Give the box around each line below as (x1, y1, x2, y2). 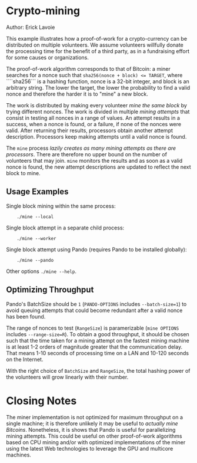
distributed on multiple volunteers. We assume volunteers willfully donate (6, 41, 184, 48)
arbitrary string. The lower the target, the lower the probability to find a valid (6, 84, 191, 91)
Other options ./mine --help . (6, 267, 76, 275)
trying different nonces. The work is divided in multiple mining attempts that (6, 108, 190, 115)
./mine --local (16, 214, 54, 219)
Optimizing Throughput (6, 285, 94, 295)
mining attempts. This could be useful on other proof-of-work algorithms (6, 432, 182, 439)
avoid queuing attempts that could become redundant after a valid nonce (6, 307, 183, 314)
